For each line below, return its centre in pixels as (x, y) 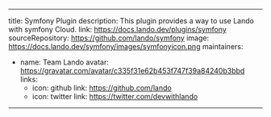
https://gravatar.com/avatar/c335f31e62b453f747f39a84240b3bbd (132, 71)
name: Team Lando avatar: (64, 62)
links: (29, 79)
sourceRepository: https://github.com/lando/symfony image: (109, 38)
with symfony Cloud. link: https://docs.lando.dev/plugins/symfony (118, 29)
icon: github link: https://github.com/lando (102, 88)
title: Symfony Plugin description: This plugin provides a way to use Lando (131, 21)
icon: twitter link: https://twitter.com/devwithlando (115, 96)
